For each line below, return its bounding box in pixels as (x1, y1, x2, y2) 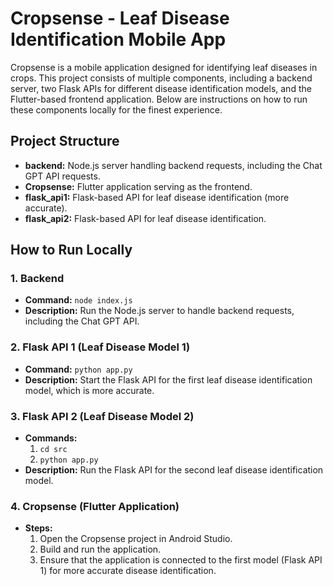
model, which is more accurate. (24, 384, 155, 396)
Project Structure (10, 133, 120, 150)
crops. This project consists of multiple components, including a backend (10, 72, 313, 84)
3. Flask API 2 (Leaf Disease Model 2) (10, 409, 195, 423)
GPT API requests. (24, 170, 101, 182)
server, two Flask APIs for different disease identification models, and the (10, 82, 312, 94)
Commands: (24, 432, 78, 444)
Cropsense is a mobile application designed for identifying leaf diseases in (10, 61, 318, 73)
